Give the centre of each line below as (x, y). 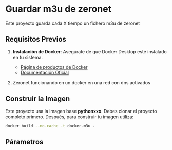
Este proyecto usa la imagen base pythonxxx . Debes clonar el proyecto (81, 111)
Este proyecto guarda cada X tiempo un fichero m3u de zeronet (73, 23)
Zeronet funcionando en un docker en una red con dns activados (81, 82)
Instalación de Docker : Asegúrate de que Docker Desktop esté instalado (90, 51)
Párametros (24, 142)
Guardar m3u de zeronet (59, 9)
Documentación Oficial (45, 72)
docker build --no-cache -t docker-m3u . (50, 126)
